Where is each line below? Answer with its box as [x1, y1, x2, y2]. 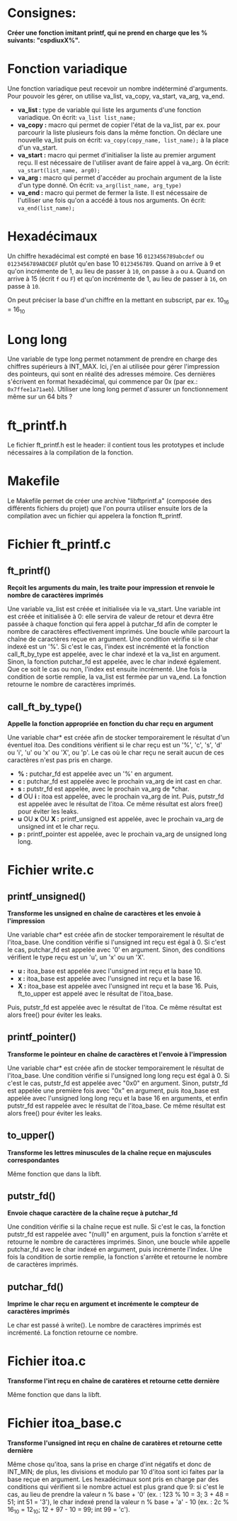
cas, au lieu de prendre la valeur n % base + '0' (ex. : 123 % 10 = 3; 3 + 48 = [7, 1491, 230, 1499]
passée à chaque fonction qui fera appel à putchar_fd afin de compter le [7, 620, 218, 628]
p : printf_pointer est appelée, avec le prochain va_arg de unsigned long [17, 830, 227, 838]
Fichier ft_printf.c [7, 537, 111, 552]
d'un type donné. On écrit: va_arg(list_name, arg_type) [17, 181, 182, 189]
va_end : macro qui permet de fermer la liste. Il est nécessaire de [17, 188, 207, 196]
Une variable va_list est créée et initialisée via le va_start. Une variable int [7, 605, 221, 613]
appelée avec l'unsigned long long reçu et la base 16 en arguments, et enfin [7, 1093, 229, 1102]
